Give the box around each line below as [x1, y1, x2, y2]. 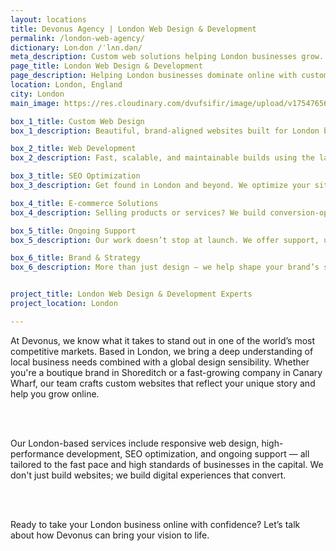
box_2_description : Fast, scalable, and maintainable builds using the [10, 153, 315, 163]
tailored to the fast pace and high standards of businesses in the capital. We [10, 458, 324, 470]
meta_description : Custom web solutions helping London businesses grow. [10, 52, 325, 62]
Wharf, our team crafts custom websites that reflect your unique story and [10, 377, 316, 389]
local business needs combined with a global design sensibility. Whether [10, 356, 310, 368]
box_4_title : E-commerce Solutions [10, 198, 159, 208]
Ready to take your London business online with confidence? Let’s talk [10, 518, 301, 530]
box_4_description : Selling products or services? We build [10, 207, 267, 218]
